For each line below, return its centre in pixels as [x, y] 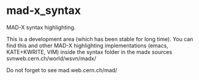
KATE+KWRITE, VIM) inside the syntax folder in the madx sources [89, 52]
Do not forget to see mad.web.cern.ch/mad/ [62, 70]
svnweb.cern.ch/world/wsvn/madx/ [51, 58]
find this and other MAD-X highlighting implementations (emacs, [87, 45]
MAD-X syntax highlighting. [41, 27]
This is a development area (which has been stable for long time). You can [100, 39]
